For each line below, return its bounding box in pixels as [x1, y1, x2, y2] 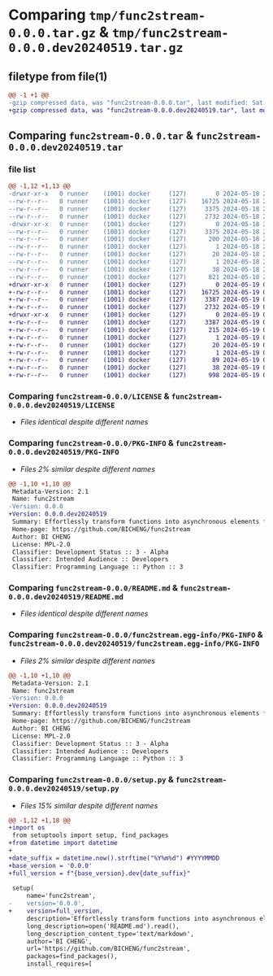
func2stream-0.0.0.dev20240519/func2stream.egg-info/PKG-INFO [8, 639, 260, 648]
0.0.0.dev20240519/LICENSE [8, 400, 115, 410]
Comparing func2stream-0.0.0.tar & [8, 129, 193, 143]
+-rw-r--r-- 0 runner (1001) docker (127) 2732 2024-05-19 [8, 303, 260, 312]
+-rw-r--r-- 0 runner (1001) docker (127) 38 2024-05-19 [8, 364, 260, 372]
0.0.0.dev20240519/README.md [8, 592, 124, 602]
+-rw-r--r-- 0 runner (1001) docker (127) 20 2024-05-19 [8, 341, 260, 349]
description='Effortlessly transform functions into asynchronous [26, 914, 256, 922]
